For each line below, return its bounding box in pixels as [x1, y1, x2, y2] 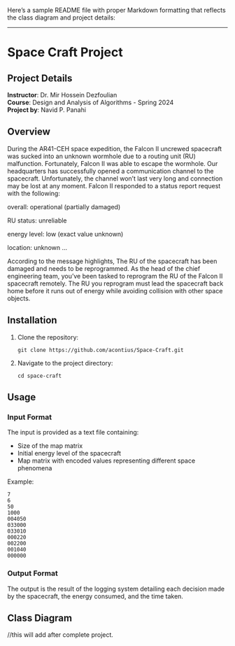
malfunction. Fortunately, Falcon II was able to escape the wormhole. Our [7, 159, 218, 167]
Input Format [7, 412, 52, 422]
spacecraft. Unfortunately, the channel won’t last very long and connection [7, 174, 223, 183]
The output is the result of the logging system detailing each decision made [7, 584, 225, 593]
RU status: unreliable [7, 216, 68, 225]
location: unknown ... [7, 243, 68, 251]
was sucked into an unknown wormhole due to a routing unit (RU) [7, 152, 196, 160]
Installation [7, 314, 57, 326]
